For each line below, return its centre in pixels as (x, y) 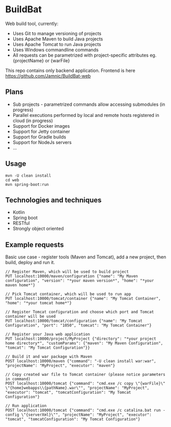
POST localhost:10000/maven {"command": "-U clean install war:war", (81, 361)
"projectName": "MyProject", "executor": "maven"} (60, 366)
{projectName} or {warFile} (41, 60)
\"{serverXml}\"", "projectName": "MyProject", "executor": (87, 415)
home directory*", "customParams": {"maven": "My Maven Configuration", (84, 343)
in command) (18, 379)
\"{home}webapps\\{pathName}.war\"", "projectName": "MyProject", (77, 388)
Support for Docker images (41, 126)
